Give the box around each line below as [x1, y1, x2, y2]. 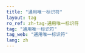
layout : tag [6, 15, 36, 21]
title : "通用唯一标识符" [6, 9, 63, 15]
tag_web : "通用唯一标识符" [6, 32, 69, 38]
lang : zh [6, 37, 29, 43]
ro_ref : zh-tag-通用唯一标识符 [6, 20, 79, 26]
